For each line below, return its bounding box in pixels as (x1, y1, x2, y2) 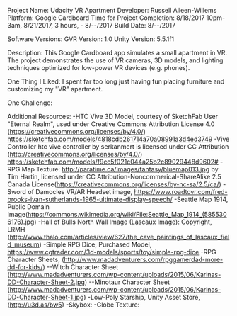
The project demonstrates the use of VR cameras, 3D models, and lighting (7, 56, 224, 64)
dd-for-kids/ (7, 263, 43, 271)
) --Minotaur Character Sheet (84, 278, 170, 286)
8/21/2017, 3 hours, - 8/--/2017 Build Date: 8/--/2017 (23, 21, 175, 29)
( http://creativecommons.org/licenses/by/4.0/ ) (7, 150, 143, 158)
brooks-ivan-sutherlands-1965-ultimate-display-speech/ (7, 195, 173, 203)
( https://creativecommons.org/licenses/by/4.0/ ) (7, 128, 146, 135)
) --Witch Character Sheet (42, 263, 119, 271)
